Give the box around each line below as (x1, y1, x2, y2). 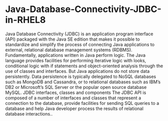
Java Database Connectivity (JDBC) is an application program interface (5, 31, 153, 37)
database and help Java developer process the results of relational (5, 105, 144, 111)
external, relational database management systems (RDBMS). (5, 47, 132, 53)
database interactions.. (5, 110, 53, 116)
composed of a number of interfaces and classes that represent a (5, 94, 141, 101)
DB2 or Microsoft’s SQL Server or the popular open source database (5, 84, 147, 90)
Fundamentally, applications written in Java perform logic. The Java (5, 52, 146, 58)
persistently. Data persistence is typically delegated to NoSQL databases (5, 73, 156, 79)
